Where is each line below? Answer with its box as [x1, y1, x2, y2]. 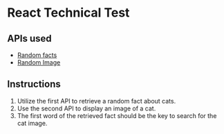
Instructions [7, 78, 61, 90]
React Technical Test [7, 5, 130, 21]
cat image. [17, 119, 48, 127]
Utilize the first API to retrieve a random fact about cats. [17, 97, 176, 105]
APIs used [7, 33, 52, 44]
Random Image [17, 58, 61, 67]
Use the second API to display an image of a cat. [17, 104, 156, 112]
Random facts [17, 51, 57, 59]
